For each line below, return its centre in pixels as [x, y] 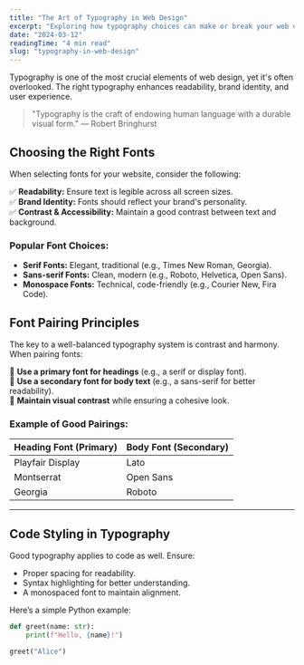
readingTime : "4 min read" [60, 43]
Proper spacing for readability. [79, 573]
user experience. [41, 97]
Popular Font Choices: [59, 246]
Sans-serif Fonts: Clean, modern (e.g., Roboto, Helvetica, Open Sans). [155, 275]
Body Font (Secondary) [177, 448]
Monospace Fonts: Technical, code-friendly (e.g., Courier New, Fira [149, 284]
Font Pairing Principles [75, 323]
